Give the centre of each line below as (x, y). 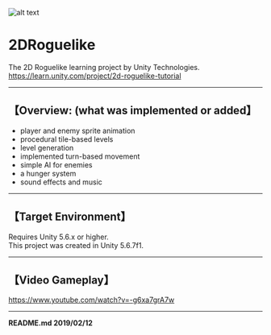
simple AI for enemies (56, 164)
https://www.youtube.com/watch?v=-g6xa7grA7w (92, 300)
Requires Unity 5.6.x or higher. (58, 237)
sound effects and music (61, 182)
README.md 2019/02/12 (50, 323)
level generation (47, 147)
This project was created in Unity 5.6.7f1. (76, 245)
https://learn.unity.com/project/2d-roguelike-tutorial (95, 76)
